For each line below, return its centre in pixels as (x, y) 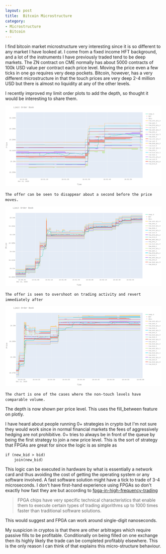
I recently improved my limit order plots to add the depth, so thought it (77, 93)
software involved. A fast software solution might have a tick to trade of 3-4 (83, 480)
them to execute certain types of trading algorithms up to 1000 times (87, 505)
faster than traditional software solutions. (59, 511)
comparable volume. (25, 400)
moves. (12, 200)
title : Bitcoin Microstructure (39, 16)
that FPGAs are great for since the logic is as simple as (61, 445)
